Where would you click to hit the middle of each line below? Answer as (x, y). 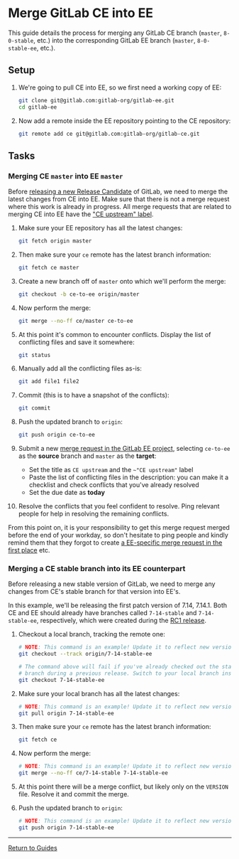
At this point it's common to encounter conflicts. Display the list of (115, 334)
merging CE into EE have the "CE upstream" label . (81, 214)
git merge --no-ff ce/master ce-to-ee (76, 321)
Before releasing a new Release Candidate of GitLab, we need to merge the (118, 192)
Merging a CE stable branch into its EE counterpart (97, 568)
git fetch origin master (55, 241)
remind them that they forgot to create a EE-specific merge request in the (115, 543)
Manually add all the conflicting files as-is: (80, 368)
